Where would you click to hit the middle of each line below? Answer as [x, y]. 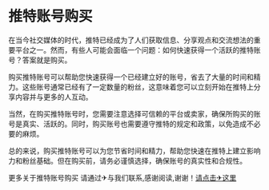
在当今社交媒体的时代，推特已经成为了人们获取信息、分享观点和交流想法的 [131, 40]
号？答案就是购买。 [40, 60]
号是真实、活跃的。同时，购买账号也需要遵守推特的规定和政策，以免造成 [127, 124]
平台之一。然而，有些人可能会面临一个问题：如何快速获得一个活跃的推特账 [138, 49]
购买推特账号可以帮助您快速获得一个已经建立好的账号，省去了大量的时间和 [131, 77]
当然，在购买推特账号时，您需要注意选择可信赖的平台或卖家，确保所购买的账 [134, 113]
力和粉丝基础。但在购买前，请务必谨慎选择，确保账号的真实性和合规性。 [127, 160]
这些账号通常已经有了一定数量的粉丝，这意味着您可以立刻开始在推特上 [138, 87]
